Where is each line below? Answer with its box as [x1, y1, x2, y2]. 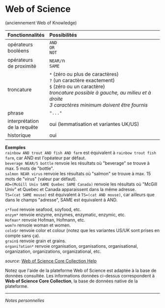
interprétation [7, 117, 39, 124]
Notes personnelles [5, 297, 45, 303]
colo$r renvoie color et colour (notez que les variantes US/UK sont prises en [5, 227, 160, 233]
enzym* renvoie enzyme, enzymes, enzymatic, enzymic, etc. [5, 211, 126, 218]
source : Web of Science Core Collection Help [5, 258, 97, 264]
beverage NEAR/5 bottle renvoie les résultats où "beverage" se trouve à [5, 160, 150, 166]
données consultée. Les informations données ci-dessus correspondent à [5, 272, 155, 278]
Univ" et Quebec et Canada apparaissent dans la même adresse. [5, 186, 137, 192]
